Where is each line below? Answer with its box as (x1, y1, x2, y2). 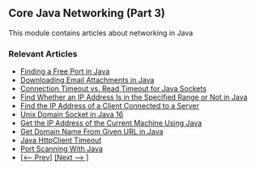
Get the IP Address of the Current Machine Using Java (19, 118, 203, 128)
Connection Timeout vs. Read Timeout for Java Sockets (19, 84, 207, 94)
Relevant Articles (8, 48, 78, 59)
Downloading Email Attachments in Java (19, 75, 155, 85)
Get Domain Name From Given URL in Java (19, 127, 164, 137)
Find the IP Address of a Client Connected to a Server (19, 101, 200, 111)
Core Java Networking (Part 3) (8, 6, 166, 20)
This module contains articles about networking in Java (8, 28, 194, 37)
